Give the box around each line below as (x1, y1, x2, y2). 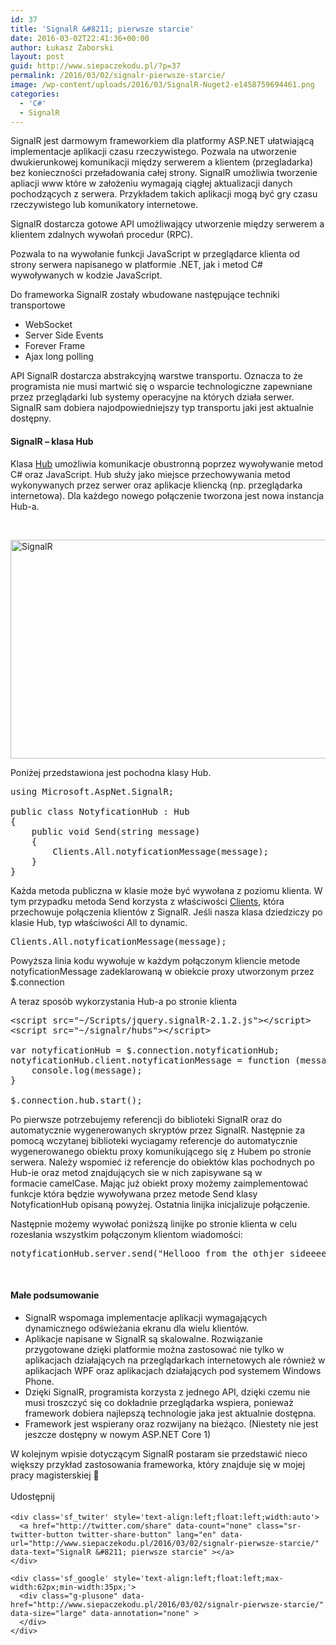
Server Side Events (24, 329, 104, 341)
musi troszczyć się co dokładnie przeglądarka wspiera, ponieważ (24, 1396, 294, 1408)
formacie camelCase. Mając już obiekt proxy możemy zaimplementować (10, 1177, 309, 1189)
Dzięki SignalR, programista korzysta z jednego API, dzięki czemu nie (24, 1386, 311, 1398)
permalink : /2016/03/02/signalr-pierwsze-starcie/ (10, 71, 226, 81)
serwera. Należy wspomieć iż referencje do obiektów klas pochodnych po (10, 1156, 315, 1168)
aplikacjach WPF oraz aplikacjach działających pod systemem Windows (24, 1364, 322, 1376)
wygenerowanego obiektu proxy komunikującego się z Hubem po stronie (10, 1145, 312, 1157)
